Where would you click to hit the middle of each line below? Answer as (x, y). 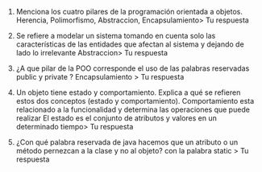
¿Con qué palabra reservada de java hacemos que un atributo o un (127, 142)
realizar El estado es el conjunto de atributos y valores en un (116, 118)
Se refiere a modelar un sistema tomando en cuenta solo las (116, 36)
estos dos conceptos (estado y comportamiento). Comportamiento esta (135, 101)
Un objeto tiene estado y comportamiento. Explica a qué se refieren (128, 92)
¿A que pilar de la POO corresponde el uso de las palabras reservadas (133, 68)
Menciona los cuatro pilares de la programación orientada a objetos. (129, 12)
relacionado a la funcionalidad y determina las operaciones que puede (133, 109)
